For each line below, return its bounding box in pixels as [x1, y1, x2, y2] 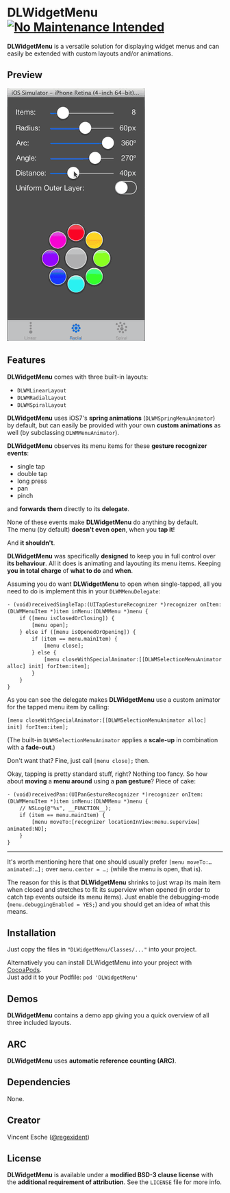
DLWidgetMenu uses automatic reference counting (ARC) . [7, 1056, 177, 1065]
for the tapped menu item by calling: [7, 702, 110, 711]
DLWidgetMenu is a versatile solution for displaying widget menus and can [7, 42, 220, 50]
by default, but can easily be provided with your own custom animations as [7, 421, 221, 429]
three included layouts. [7, 1019, 72, 1027]
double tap [16, 469, 48, 477]
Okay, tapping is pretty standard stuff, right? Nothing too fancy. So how [7, 770, 207, 778]
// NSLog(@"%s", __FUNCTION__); [19, 805, 112, 812]
